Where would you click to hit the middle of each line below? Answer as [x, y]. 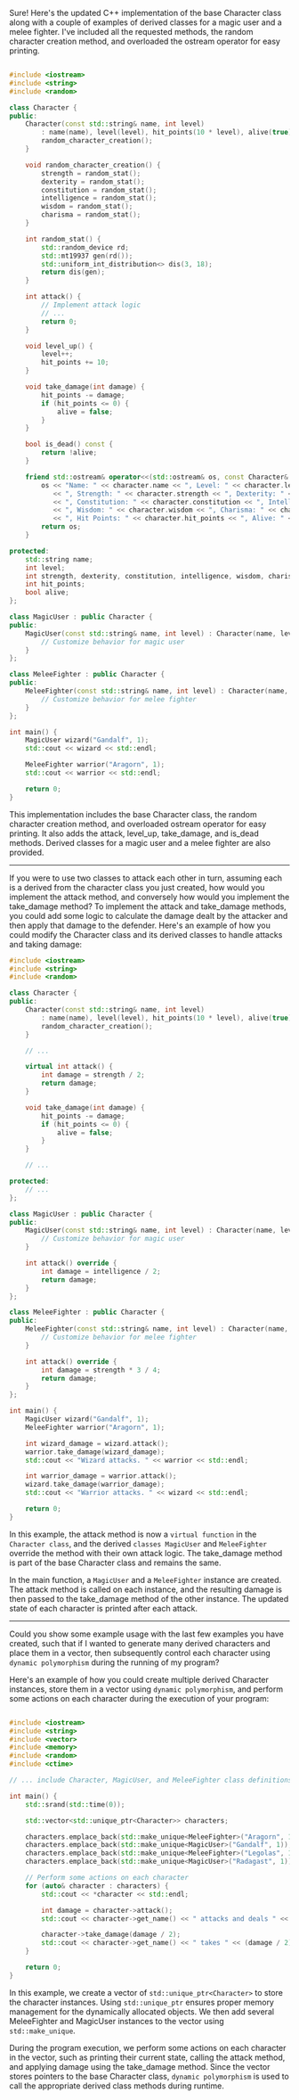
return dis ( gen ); [73, 272]
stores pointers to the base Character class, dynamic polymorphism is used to [149, 2076]
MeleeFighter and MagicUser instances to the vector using [117, 2021]
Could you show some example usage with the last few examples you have [147, 1634]
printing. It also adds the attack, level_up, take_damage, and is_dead [134, 833]
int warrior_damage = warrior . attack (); [101, 1476]
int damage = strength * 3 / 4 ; [101, 1370]
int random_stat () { [63, 239]
